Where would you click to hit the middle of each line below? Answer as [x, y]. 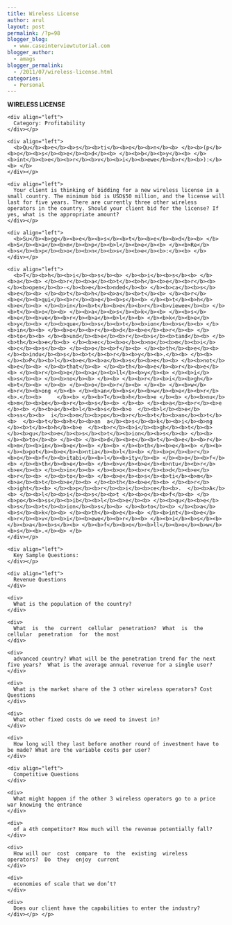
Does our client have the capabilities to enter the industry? [107, 908]
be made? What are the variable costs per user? [79, 750]
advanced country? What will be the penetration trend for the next [115, 659]
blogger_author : [31, 53]
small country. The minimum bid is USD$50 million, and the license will [116, 196]
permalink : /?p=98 [34, 33]
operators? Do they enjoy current [63, 860]
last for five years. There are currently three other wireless [102, 202]
